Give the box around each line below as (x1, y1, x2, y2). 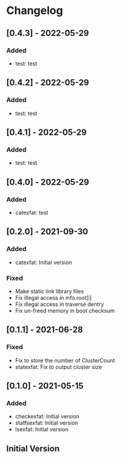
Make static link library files (15, 287, 84, 295)
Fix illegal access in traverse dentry (15, 300, 105, 308)
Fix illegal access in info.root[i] (15, 294, 92, 301)
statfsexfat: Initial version (15, 419, 78, 426)
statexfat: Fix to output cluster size (15, 363, 102, 370)
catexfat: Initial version (15, 258, 72, 266)
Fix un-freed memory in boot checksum (15, 307, 115, 314)
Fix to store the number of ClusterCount (15, 356, 116, 364)
